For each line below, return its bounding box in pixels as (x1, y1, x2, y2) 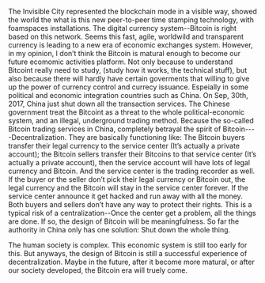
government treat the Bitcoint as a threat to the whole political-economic (8, 108, 245, 117)
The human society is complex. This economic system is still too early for (8, 240, 248, 250)
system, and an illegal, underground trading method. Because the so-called (8, 116, 255, 125)
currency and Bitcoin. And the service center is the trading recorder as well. (8, 166, 256, 175)
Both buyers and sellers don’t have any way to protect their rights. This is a (8, 200, 252, 209)
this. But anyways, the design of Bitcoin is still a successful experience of (8, 249, 248, 258)
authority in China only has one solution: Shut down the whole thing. (8, 225, 231, 234)
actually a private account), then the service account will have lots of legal (8, 158, 251, 167)
